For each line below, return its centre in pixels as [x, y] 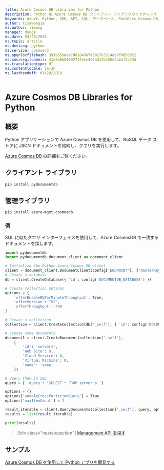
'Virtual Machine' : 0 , [46, 361]
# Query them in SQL [26, 378]
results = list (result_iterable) [39, 414]
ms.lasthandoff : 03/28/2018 [34, 73]
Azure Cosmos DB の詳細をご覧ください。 [48, 156]
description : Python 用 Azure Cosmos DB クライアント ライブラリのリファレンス [81, 14]
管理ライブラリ [28, 201]
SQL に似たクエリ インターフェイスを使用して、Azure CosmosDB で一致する [82, 237]
